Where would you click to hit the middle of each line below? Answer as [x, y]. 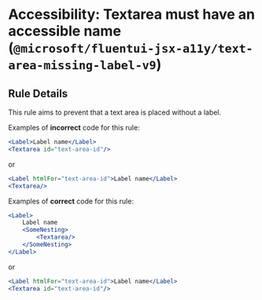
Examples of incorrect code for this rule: [74, 128]
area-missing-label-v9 [82, 66]
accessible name [65, 31]
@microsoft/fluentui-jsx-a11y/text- [133, 49]
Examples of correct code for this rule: [71, 201]
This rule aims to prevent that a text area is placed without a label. [115, 112]
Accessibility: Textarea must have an [132, 15]
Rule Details [38, 93]
